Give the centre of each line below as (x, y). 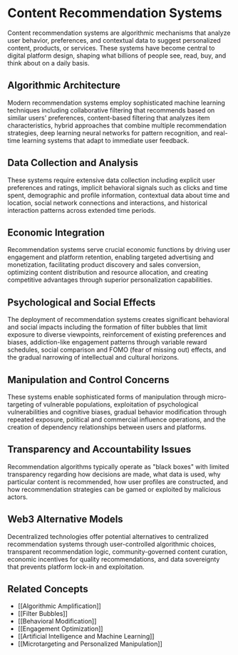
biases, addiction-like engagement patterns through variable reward (107, 342)
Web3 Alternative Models (65, 519)
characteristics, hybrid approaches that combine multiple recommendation (117, 125)
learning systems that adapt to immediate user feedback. (105, 140)
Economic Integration (56, 232)
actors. (18, 497)
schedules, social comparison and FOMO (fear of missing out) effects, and (117, 350)
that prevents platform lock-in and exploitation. (76, 567)
